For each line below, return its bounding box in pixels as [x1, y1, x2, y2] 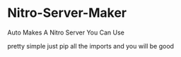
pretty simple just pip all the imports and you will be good [7, 42, 175, 50]
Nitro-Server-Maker [7, 5, 127, 21]
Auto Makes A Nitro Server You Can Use [7, 28, 125, 37]
